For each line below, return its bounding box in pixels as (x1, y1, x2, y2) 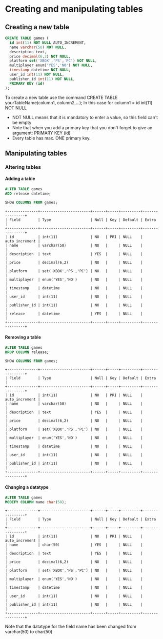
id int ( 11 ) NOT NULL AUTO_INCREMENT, (9, 40, 86, 45)
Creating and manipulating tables (5, 3, 143, 15)
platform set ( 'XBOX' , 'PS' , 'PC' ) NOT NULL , (9, 59, 97, 63)
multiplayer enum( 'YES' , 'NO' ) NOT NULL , (9, 63, 93, 68)
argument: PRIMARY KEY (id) (12, 130, 71, 136)
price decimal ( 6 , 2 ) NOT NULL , (9, 54, 71, 59)
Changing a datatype (5, 484, 49, 490)
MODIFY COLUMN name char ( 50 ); (5, 499, 67, 504)
